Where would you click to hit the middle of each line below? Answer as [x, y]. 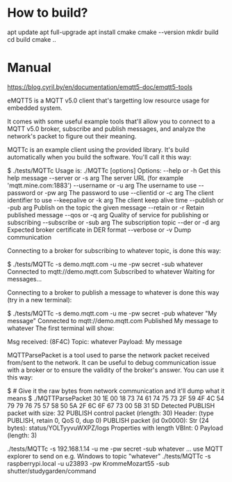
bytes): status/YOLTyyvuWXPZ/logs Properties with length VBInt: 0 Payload [115, 428]
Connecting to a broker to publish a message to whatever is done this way [113, 292]
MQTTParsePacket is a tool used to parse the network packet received [108, 355]
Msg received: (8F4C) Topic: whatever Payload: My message [95, 341]
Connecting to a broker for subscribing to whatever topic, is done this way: [114, 250]
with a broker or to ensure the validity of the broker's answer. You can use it [116, 370]
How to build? [48, 13]
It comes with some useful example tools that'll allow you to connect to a [111, 121]
